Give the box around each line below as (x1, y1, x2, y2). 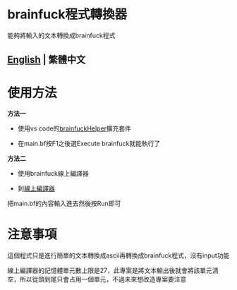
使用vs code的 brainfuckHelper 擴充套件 (17, 124, 132, 133)
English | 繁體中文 (7, 54, 86, 66)
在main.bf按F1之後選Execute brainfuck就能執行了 (17, 139, 161, 148)
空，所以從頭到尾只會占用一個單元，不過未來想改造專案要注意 (7, 275, 187, 284)
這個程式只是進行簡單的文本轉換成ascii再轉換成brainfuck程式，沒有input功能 (7, 251, 230, 260)
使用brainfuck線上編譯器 (17, 169, 90, 178)
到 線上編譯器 (17, 184, 55, 193)
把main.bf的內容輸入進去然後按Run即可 (7, 199, 121, 208)
